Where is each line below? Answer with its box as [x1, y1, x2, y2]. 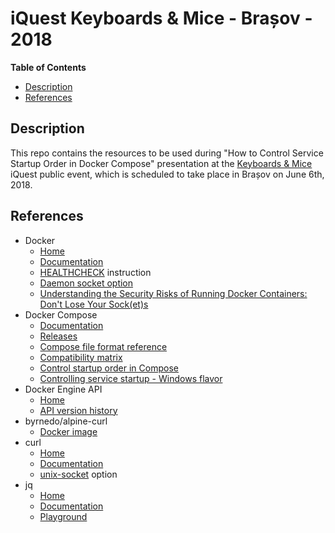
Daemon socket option [39, 277, 134, 289]
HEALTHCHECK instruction [39, 266, 152, 278]
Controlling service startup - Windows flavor [39, 372, 223, 384]
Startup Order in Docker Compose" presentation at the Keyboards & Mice [10, 157, 313, 169]
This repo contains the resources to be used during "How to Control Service [10, 147, 324, 159]
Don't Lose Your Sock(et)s [39, 298, 149, 310]
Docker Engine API [24, 383, 103, 395]
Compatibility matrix [39, 351, 123, 363]
